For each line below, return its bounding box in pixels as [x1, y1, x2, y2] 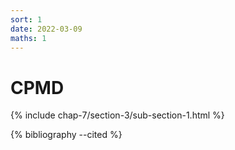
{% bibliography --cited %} [10, 129, 123, 141]
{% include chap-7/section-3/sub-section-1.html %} [10, 109, 225, 121]
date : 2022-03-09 [10, 24, 83, 34]
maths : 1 [10, 33, 47, 43]
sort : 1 [10, 14, 43, 25]
